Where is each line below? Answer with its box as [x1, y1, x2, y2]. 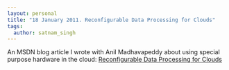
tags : [7, 23, 23, 30]
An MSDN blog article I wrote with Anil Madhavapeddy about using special [7, 48, 220, 56]
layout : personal [7, 10, 58, 17]
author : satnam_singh [13, 29, 76, 36]
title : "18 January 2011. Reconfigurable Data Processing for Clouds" [7, 16, 216, 23]
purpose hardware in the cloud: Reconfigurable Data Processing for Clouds [7, 56, 222, 64]
